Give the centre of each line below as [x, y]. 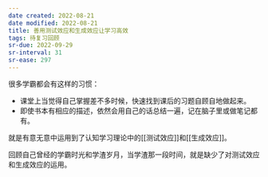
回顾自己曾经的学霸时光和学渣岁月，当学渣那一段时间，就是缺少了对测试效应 [134, 154]
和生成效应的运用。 [40, 164]
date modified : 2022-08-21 [53, 23]
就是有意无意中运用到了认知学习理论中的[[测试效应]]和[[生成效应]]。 [120, 137]
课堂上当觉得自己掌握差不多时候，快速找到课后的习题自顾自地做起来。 [135, 100]
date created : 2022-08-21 [51, 16]
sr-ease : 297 [30, 61]
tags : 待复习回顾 [34, 38]
